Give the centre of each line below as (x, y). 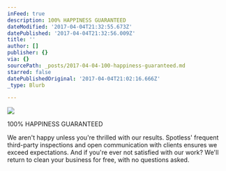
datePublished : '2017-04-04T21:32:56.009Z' (71, 33)
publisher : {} (28, 53)
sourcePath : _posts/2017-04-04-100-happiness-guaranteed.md (97, 66)
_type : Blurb (26, 85)
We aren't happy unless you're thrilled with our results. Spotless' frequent (113, 137)
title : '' (22, 40)
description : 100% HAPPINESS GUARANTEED (67, 20)
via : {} (18, 59)
